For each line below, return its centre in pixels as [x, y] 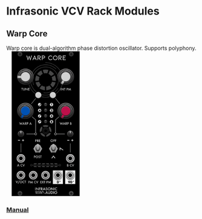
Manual [18, 209]
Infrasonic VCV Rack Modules [83, 11]
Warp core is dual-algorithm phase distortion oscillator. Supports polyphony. [101, 48]
